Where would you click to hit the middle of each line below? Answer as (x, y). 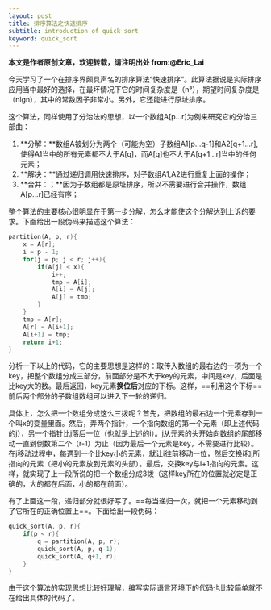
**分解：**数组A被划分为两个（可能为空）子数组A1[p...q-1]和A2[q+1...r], (139, 144)
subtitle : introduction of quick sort (73, 31)
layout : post (30, 16)
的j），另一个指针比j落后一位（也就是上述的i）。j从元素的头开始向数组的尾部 (132, 433)
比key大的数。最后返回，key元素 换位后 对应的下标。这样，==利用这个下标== (135, 386)
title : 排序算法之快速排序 (48, 23)
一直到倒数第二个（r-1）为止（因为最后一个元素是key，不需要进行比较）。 (136, 444)
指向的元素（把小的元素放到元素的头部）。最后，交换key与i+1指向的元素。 (130, 464)
